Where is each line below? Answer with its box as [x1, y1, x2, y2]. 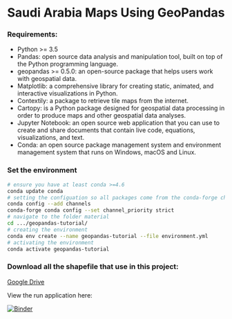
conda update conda [7, 188, 64, 194]
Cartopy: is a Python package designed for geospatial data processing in [17, 104, 225, 112]
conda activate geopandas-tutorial [7, 246, 110, 253]
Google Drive [7, 277, 45, 286]
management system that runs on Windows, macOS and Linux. [17, 148, 197, 156]
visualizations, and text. [17, 134, 85, 142]
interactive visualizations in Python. [17, 89, 119, 98]
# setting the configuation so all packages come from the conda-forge [7, 194, 217, 201]
